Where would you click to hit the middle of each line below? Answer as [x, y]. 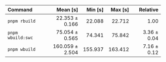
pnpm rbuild [22, 21]
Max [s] [120, 10]
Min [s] [95, 10]
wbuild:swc [20, 38]
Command [20, 10]
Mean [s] [67, 10]
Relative [149, 10]
